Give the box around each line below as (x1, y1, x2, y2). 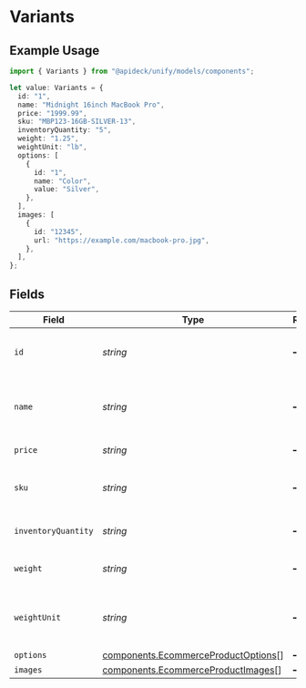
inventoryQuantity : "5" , (17, 126, 112, 135)
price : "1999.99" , (17, 108, 88, 118)
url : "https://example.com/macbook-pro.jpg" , (33, 235, 209, 245)
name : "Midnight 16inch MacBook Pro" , (17, 100, 166, 109)
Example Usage (9, 43, 100, 58)
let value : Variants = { (9, 83, 104, 92)
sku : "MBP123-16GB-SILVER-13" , (17, 117, 137, 127)
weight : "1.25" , (17, 134, 79, 143)
